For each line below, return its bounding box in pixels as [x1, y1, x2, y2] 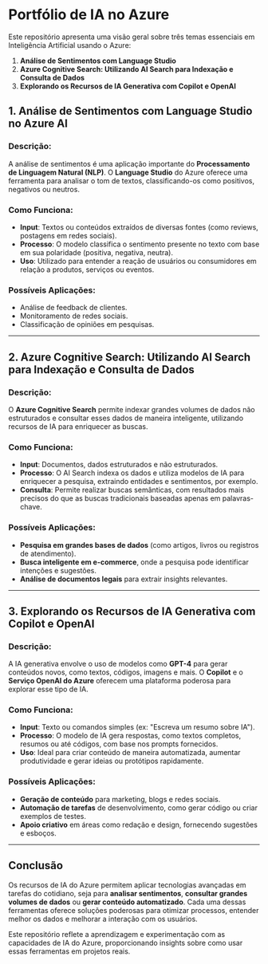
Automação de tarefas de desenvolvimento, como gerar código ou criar [19, 803, 258, 813]
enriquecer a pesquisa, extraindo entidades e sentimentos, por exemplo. [19, 477, 258, 486]
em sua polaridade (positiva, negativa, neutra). [19, 247, 174, 257]
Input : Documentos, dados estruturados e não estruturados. [19, 460, 219, 470]
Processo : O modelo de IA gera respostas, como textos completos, [19, 731, 242, 741]
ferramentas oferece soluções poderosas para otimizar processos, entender [8, 905, 259, 915]
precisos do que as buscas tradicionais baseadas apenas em [19, 494, 221, 503]
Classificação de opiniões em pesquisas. [19, 320, 155, 329]
